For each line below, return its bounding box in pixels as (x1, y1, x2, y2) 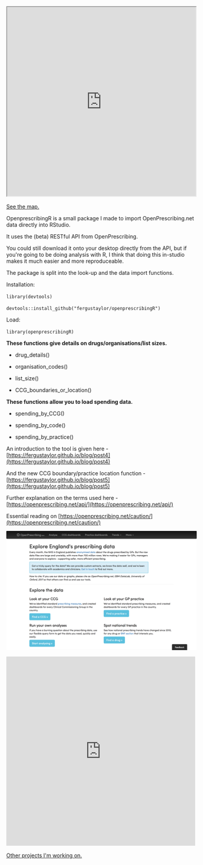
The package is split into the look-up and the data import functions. (6, 269, 174, 276)
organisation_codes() (14, 363, 68, 370)
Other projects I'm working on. (6, 852, 83, 859)
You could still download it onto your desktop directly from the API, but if (6, 245, 187, 252)
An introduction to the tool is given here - (6, 445, 109, 452)
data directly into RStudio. (6, 221, 71, 228)
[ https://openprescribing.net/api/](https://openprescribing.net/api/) (6, 501, 173, 508)
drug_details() (14, 351, 50, 358)
